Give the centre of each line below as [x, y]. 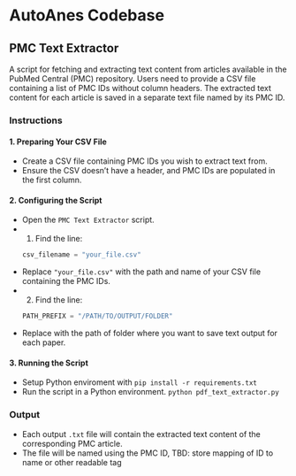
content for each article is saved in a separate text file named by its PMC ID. [147, 97]
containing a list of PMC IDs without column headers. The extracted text [140, 88]
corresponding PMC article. [72, 443]
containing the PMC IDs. [66, 281]
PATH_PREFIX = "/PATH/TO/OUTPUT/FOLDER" [97, 316]
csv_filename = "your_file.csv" [81, 255]
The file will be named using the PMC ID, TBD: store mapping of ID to [148, 453]
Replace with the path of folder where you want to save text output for [150, 334]
